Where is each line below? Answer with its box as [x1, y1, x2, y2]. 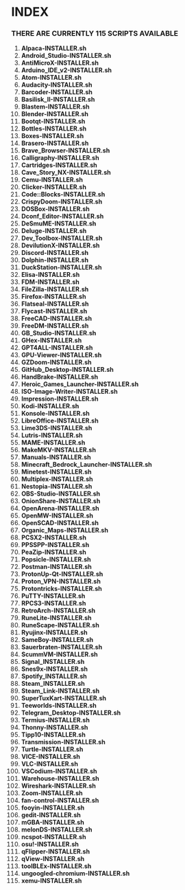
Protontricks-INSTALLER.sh [21, 585, 102, 593]
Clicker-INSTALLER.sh [21, 183, 86, 191]
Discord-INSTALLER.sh [21, 249, 89, 257]
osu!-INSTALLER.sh [21, 840, 79, 849]
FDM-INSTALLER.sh [21, 278, 79, 286]
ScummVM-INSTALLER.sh [21, 650, 98, 658]
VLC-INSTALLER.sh [21, 760, 78, 768]
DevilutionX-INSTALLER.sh [21, 241, 100, 249]
